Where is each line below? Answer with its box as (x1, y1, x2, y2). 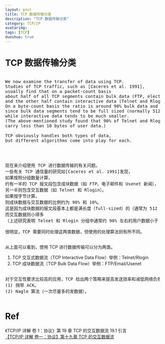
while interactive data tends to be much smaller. (5, 113, 130, 118)
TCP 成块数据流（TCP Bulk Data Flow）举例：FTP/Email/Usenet (12, 260, 142, 266)
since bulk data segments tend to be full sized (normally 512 (5, 108, 161, 114)
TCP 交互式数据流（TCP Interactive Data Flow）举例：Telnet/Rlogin (12, 254, 149, 260)
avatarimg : (5, 26, 27, 30)
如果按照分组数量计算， (5, 175, 53, 180)
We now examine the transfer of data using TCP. (5, 79, 124, 84)
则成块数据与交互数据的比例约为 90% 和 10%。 (5, 200, 102, 205)
